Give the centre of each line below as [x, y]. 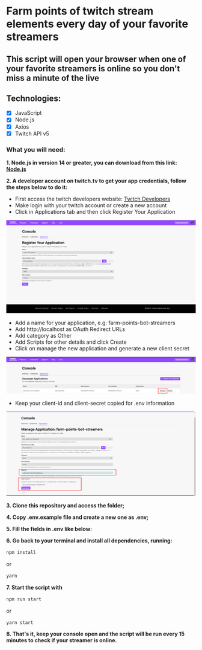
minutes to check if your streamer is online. [62, 640]
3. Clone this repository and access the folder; [65, 505]
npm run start [24, 599]
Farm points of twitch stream [80, 11]
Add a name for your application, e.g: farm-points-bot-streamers [95, 323]
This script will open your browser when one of [96, 59]
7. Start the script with [34, 587]
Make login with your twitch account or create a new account [91, 205]
